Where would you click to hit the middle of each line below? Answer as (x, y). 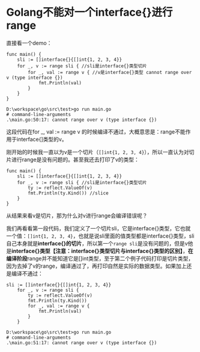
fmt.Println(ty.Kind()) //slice (68, 193)
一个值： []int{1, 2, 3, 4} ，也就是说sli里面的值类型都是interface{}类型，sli (100, 236)
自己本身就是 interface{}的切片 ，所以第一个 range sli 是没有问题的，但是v (97, 243)
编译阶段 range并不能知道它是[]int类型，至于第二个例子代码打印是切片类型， (100, 258)
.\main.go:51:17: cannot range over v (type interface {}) (82, 343)
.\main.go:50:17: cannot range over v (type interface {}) (82, 120)
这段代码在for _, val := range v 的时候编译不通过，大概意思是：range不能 (96, 131)
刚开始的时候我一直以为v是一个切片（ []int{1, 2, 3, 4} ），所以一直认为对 (98, 152)
